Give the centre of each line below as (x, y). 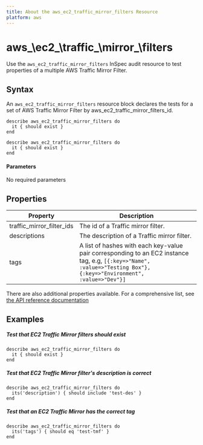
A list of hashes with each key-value (131, 246)
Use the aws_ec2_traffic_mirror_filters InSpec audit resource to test (94, 64)
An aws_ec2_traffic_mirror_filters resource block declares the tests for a (100, 104)
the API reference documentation (48, 300)
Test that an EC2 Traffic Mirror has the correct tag (71, 412)
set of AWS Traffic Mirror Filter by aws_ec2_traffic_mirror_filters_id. (90, 110)
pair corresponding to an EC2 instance (134, 253)
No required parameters (36, 180)
